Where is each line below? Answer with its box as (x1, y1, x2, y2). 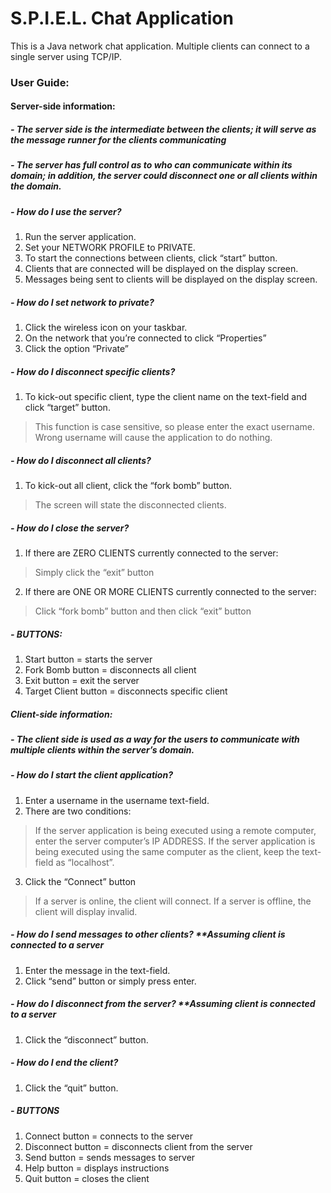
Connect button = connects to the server (24, 1130, 193, 1142)
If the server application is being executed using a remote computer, (34, 824, 317, 836)
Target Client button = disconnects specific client (24, 685, 228, 697)
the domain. (10, 180, 62, 192)
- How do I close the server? (10, 522, 130, 534)
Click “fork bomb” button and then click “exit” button (34, 605, 252, 617)
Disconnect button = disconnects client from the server (24, 1140, 253, 1152)
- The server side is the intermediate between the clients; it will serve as (10, 123, 317, 136)
